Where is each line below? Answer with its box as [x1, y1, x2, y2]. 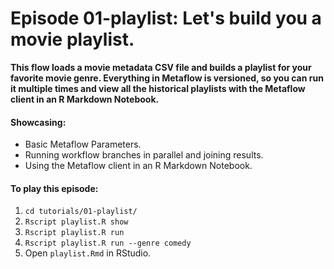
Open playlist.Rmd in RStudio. [24, 247, 152, 259]
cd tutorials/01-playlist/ [24, 207, 138, 217]
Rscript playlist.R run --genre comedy [24, 238, 192, 249]
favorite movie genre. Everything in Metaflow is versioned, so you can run [10, 72, 324, 84]
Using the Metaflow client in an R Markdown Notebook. [24, 160, 253, 172]
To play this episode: [10, 182, 99, 194]
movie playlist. [10, 28, 135, 51]
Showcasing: [10, 116, 67, 128]
